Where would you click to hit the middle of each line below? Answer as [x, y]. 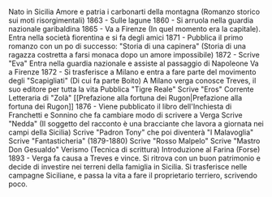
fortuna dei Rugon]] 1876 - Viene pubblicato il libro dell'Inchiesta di [120, 106]
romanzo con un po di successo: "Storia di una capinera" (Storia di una [127, 46]
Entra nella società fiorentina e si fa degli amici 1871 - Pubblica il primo [126, 37]
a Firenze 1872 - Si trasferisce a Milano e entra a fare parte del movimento [132, 72]
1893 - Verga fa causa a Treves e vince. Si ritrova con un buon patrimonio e [135, 158]
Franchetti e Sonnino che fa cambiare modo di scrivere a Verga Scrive [125, 115]
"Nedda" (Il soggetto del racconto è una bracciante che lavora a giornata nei [136, 124]
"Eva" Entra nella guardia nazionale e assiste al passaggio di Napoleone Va [134, 63]
